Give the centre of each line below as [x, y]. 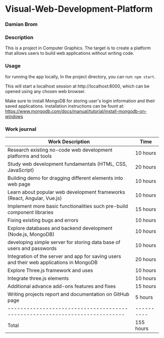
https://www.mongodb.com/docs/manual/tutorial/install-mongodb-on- [76, 111]
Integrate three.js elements [38, 278]
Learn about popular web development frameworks [66, 192]
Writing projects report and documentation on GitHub [69, 294]
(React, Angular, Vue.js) [35, 198]
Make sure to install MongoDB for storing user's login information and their [80, 101]
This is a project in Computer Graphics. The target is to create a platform [78, 48]
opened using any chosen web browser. [45, 91]
